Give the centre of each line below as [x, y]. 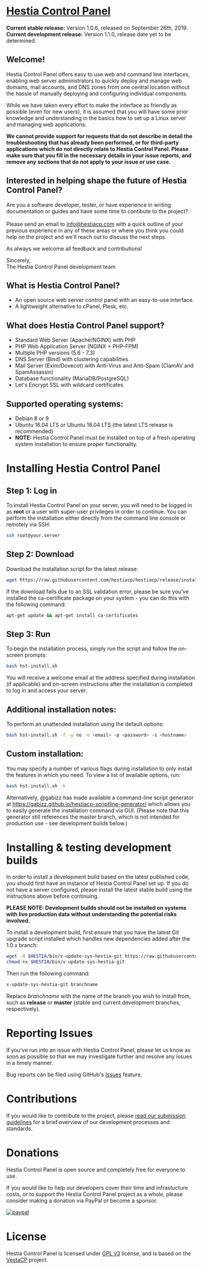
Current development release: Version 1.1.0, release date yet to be [89, 34]
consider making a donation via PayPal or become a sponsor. [82, 1200]
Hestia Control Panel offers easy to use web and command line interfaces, [98, 74]
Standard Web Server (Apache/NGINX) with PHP [75, 340]
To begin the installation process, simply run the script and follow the [92, 649]
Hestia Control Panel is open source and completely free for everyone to [96, 1169]
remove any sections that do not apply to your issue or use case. [89, 162]
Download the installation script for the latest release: [72, 569]
